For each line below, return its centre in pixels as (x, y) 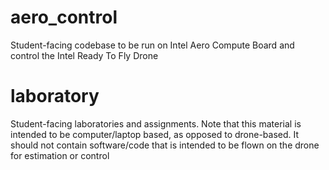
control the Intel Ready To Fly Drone (84, 55)
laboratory (55, 96)
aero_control (64, 17)
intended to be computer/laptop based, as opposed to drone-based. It (155, 134)
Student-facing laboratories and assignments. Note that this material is (156, 123)
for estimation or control (60, 155)
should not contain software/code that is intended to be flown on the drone (165, 145)
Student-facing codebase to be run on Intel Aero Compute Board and (152, 45)
